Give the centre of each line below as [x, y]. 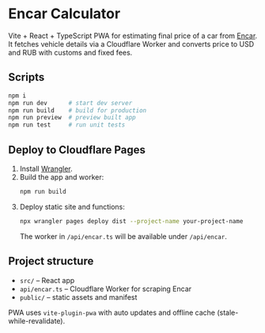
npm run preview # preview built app [72, 118]
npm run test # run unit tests [67, 125]
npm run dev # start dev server [70, 103]
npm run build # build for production [78, 110]
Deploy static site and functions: [72, 206]
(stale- [228, 312]
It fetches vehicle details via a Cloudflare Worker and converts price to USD [131, 44]
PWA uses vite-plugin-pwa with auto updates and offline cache [112, 312]
